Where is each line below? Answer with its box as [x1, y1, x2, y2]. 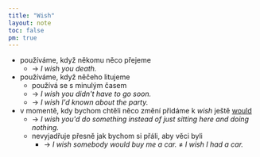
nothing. [31, 123, 60, 132]
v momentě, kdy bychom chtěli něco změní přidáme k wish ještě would [19, 106, 252, 116]
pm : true [8, 33, 37, 42]
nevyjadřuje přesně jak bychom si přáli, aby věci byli [31, 132, 203, 141]
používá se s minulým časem [31, 81, 127, 90]
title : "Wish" [8, 11, 56, 20]
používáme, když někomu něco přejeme [19, 56, 151, 65]
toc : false [8, 26, 45, 34]
